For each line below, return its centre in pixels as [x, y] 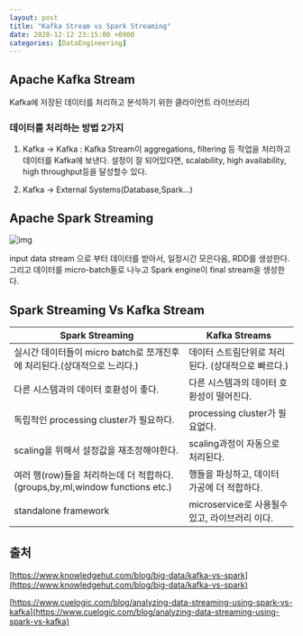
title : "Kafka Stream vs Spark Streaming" [90, 26]
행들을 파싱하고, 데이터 [234, 474]
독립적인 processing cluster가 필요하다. [94, 419]
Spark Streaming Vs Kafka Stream [107, 310]
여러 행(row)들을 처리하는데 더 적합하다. [94, 475]
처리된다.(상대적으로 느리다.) [82, 365]
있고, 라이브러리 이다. [231, 518]
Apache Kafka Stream [72, 79]
